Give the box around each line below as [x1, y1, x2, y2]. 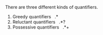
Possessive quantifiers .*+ [12, 24, 69, 30]
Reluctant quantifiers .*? [12, 19, 66, 25]
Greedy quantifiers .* [12, 14, 58, 19]
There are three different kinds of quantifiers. [5, 4, 98, 10]
